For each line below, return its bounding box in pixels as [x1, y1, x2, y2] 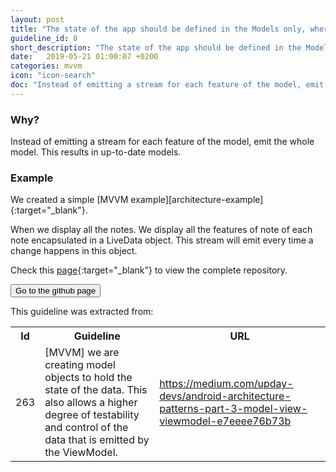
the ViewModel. [44, 446, 118, 460]
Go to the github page [15, 286, 97, 296]
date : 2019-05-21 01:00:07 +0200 [10, 52, 159, 62]
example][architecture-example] [130, 194, 264, 206]
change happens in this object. [10, 245, 138, 257]
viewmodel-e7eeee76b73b [159, 414, 292, 428]
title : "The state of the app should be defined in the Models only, [10, 24, 307, 34]
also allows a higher [44, 396, 138, 410]
